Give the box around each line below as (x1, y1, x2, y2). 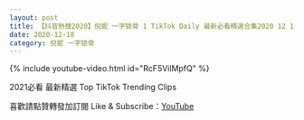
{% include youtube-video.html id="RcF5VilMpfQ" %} (9, 63, 210, 74)
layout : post (9, 13, 59, 23)
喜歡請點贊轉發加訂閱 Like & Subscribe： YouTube (9, 101, 195, 112)
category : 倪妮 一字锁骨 (9, 38, 95, 48)
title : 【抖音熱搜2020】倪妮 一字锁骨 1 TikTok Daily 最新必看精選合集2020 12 (9, 22, 287, 31)
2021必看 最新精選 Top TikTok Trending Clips (9, 82, 177, 93)
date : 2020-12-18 (9, 30, 75, 39)
